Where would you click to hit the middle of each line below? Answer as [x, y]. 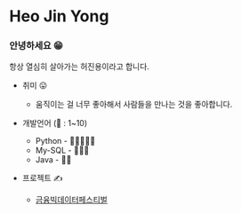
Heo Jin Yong [59, 16]
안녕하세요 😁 [36, 46]
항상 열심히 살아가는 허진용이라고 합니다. [79, 67]
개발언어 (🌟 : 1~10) [55, 123]
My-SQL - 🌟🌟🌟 [62, 150]
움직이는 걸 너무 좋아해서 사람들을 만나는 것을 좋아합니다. [134, 105]
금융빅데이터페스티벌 [72, 200]
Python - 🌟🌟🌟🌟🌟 [65, 141]
